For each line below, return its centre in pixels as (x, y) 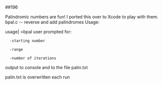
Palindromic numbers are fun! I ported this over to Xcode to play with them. (82, 17)
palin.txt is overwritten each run (38, 77)
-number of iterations (33, 58)
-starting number (27, 41)
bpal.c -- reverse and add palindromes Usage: (53, 22)
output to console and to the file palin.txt (47, 67)
